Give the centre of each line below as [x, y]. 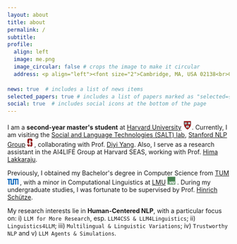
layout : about [28, 15]
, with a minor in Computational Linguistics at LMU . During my [115, 182]
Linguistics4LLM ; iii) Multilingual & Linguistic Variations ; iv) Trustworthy [117, 226]
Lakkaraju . [22, 160]
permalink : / [26, 30]
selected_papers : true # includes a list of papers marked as [101, 96]
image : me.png [34, 60]
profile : [20, 45]
